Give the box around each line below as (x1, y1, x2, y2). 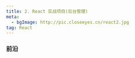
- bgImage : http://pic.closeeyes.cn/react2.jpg (11, 19, 130, 25)
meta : (6, 14, 19, 20)
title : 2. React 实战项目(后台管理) (6, 8, 88, 14)
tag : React (6, 24, 33, 31)
